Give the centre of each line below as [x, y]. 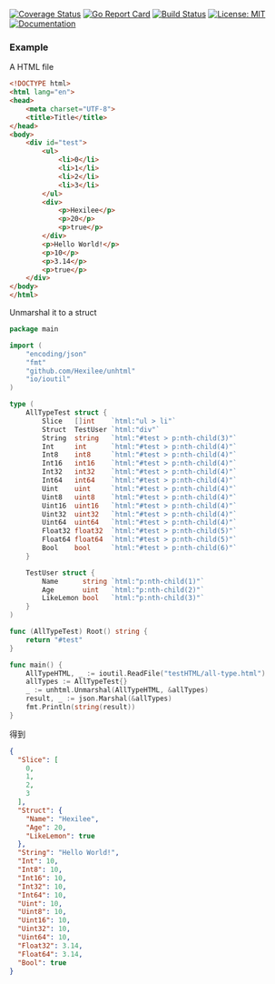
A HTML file [32, 67]
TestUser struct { [60, 573]
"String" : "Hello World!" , [69, 853]
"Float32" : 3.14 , [50, 946]
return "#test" [54, 640]
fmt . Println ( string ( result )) [81, 708]
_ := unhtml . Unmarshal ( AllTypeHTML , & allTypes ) [117, 690]
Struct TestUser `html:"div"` [101, 429]
